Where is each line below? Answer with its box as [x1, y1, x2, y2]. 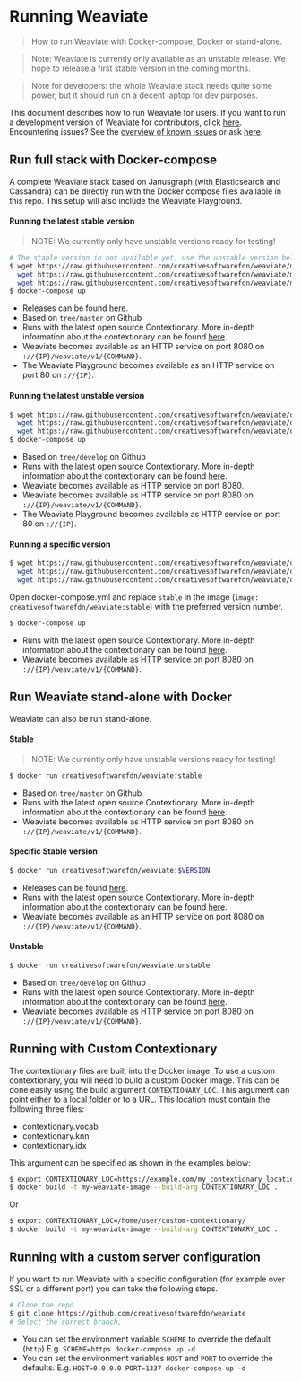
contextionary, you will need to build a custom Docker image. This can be [9, 1075, 280, 1086]
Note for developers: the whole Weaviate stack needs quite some [30, 80, 273, 91]
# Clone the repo [9, 1300, 74, 1309]
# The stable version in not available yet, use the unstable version [9, 253, 279, 262]
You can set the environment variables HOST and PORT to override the [21, 1352, 273, 1363]
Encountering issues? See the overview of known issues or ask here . [9, 126, 263, 136]
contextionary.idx [21, 1140, 87, 1150]
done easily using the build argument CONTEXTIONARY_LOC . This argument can [9, 1084, 290, 1095]
